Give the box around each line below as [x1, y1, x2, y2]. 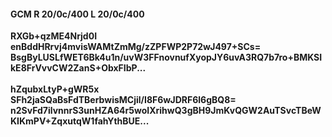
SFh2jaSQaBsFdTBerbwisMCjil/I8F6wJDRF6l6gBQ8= [10, 94, 237, 106]
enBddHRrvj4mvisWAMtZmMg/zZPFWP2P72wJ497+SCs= [10, 41, 262, 53]
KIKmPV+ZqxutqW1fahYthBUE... [10, 115, 150, 127]
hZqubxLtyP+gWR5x [10, 83, 100, 95]
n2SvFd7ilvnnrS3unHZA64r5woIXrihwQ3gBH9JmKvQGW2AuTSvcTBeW [10, 105, 322, 117]
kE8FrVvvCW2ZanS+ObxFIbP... [10, 62, 147, 74]
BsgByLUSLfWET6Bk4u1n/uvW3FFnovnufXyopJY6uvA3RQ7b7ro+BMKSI [10, 51, 323, 64]
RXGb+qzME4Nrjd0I [10, 30, 98, 42]
